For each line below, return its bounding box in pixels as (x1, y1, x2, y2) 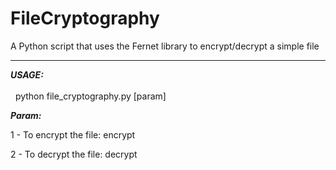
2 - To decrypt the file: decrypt (10, 148, 138, 160)
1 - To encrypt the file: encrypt (10, 128, 136, 141)
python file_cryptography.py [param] (14, 90, 167, 102)
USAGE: (10, 68, 44, 81)
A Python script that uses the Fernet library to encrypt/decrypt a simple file (10, 40, 320, 52)
